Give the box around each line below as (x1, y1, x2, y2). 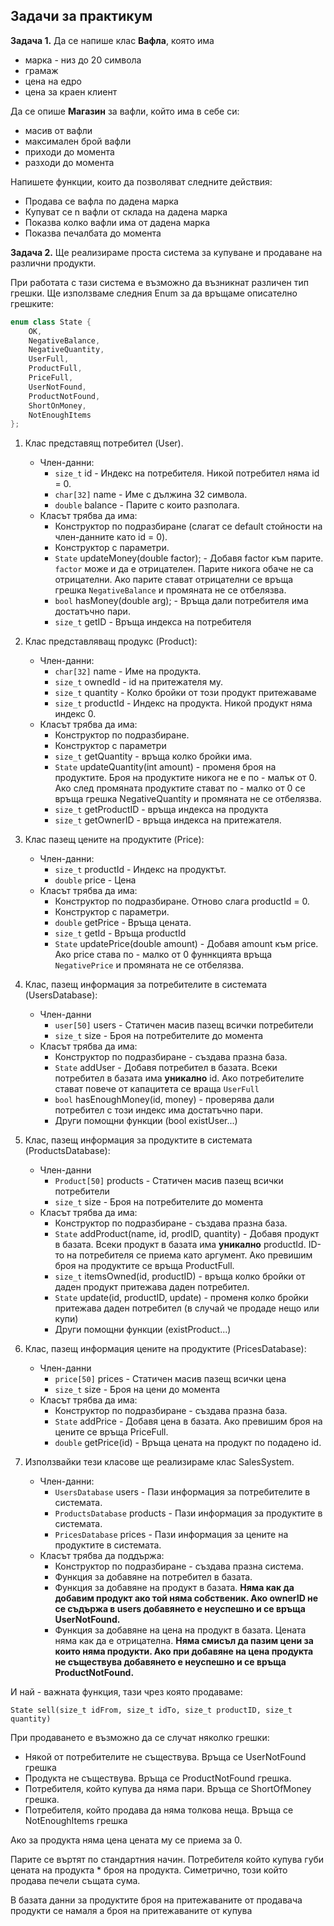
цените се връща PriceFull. (54, 1426, 169, 1438)
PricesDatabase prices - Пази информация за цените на (54, 1529, 289, 1541)
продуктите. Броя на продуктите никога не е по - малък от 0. (54, 772, 317, 784)
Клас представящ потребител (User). (24, 437, 184, 449)
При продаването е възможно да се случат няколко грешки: (10, 1732, 270, 1744)
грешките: (10, 297, 54, 309)
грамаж (24, 64, 59, 76)
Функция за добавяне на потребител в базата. (54, 1571, 253, 1583)
